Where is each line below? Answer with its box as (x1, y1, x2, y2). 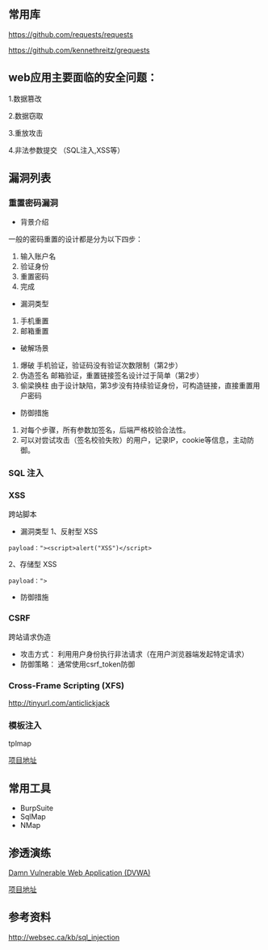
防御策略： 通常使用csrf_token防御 (19, 659, 136, 669)
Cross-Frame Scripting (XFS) (8, 679, 125, 691)
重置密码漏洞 (8, 197, 59, 208)
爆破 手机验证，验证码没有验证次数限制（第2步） (19, 360, 183, 370)
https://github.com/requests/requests (8, 29, 133, 39)
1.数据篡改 (8, 94, 42, 103)
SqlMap (19, 812, 46, 822)
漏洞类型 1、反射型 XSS (19, 526, 98, 536)
